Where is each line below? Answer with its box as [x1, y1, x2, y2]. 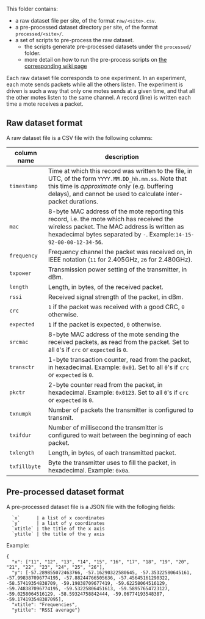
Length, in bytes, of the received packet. [48, 282, 164, 291]
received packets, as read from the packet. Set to [48, 337, 189, 346]
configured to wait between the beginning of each [48, 431, 192, 439]
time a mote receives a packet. [6, 100, 84, 108]
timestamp [9, 183, 38, 189]
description [104, 152, 139, 161]
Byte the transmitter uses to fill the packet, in [48, 458, 176, 467]
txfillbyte [9, 463, 41, 470]
